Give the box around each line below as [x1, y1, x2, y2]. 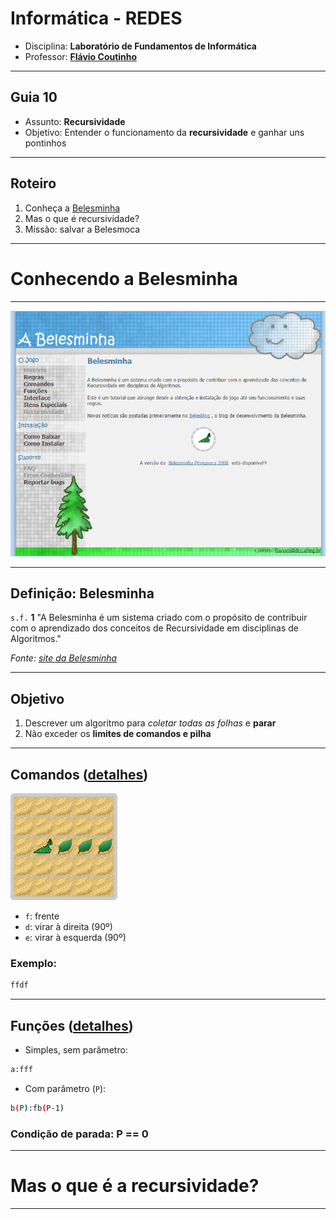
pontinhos [24, 137, 67, 149]
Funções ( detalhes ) [10, 1017, 134, 1034]
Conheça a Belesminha [24, 202, 121, 214]
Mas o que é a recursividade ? [10, 1175, 260, 1197]
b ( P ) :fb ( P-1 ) [10, 1103, 65, 1113]
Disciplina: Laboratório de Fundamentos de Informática [24, 40, 257, 52]
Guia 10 [10, 89, 58, 106]
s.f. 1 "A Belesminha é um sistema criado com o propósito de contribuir [10, 612, 308, 624]
